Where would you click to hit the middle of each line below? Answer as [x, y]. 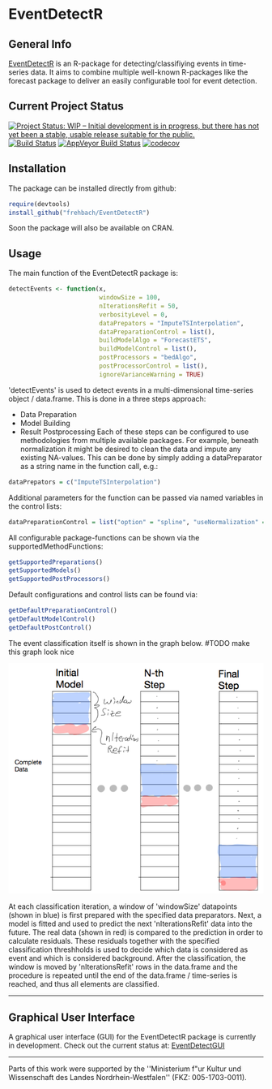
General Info [40, 44]
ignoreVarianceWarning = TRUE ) [151, 374]
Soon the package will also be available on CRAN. [91, 228]
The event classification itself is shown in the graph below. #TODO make [129, 643]
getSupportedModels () [45, 570]
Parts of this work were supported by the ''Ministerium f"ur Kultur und [125, 1069]
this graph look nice [41, 652]
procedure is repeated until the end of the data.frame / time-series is [123, 975]
